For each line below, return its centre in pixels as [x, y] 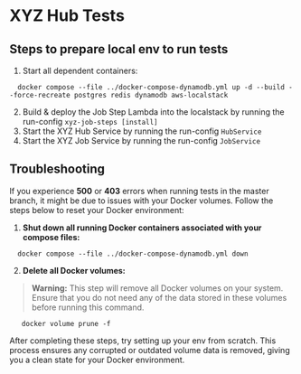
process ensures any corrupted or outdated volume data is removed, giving [150, 350]
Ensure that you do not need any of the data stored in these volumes [159, 297]
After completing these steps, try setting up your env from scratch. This [143, 341]
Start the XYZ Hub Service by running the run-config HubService [142, 131]
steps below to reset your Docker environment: [97, 210]
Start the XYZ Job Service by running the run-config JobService [141, 140]
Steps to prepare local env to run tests [119, 49]
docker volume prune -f [66, 323]
